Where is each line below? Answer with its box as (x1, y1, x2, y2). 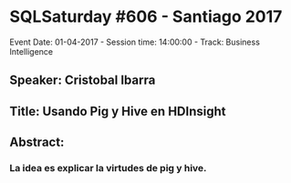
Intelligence (9, 46, 53, 56)
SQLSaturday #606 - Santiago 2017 (9, 6, 283, 27)
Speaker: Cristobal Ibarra (9, 73, 156, 88)
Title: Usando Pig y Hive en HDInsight (9, 103, 226, 119)
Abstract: (9, 135, 65, 150)
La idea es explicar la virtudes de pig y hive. (9, 162, 207, 175)
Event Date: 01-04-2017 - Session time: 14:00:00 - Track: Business (9, 36, 260, 47)
